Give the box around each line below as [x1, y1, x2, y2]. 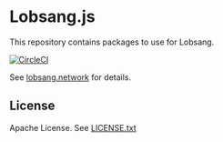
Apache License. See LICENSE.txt [9, 122, 137, 133]
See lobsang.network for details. [9, 71, 132, 83]
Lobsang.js [9, 6, 96, 27]
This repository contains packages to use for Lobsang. [9, 36, 215, 47]
